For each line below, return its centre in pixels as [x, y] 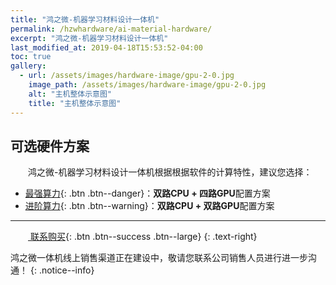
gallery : [28, 66]
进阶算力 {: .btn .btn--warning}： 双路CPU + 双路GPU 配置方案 [149, 206]
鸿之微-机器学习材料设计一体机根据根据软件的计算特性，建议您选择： [170, 172]
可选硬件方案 [50, 146]
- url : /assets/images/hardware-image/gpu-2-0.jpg [127, 76]
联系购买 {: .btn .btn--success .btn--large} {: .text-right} [143, 237]
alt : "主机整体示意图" [70, 94]
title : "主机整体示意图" [75, 103]
